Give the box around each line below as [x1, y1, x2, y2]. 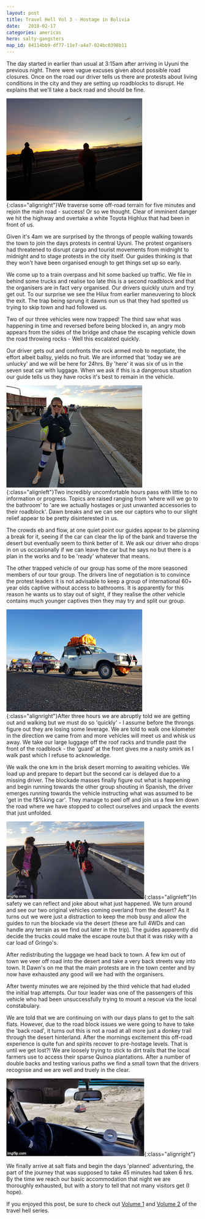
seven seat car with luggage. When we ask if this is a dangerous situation [6, 366, 192, 374]
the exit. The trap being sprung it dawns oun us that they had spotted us [6, 297, 188, 304]
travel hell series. [6, 1207, 50, 1214]
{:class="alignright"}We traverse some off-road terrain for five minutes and [6, 202, 196, 208]
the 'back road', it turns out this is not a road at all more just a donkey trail [6, 1027, 192, 1034]
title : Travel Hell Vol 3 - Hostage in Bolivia [6, 16, 130, 23]
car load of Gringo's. [6, 939, 58, 946]
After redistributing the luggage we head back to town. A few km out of [6, 951, 185, 958]
